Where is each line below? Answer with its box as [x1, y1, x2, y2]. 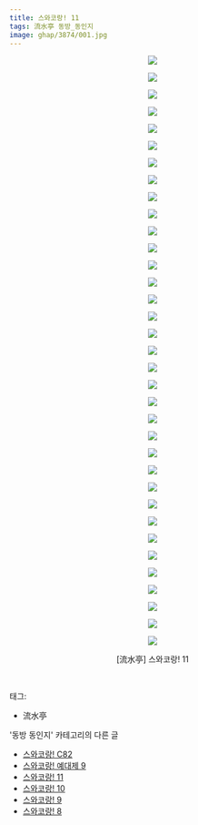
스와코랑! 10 [22, 783, 65, 794]
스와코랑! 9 [22, 794, 62, 806]
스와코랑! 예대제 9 [22, 760, 86, 771]
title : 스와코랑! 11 [9, 13, 80, 23]
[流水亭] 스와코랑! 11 [116, 654, 189, 665]
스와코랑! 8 [22, 806, 62, 817]
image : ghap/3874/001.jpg [9, 30, 107, 39]
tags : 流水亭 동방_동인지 [9, 22, 94, 31]
